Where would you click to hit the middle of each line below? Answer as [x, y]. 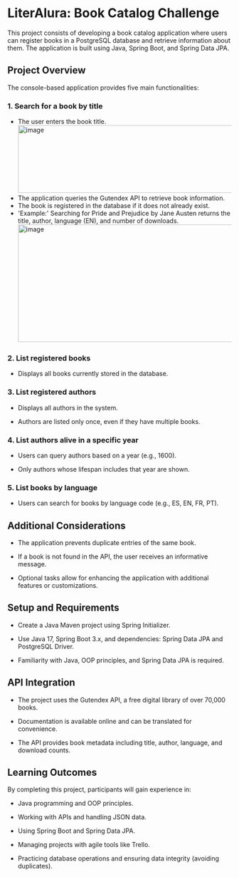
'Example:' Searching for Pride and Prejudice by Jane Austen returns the [124, 213]
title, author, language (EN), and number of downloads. [98, 221]
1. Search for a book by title [55, 106]
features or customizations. [58, 586]
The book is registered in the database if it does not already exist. [114, 206]
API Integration [42, 683]
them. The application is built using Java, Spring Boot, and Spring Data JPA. [118, 48]
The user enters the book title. [62, 122]
